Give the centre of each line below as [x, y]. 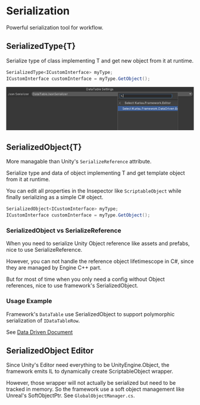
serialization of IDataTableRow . [43, 320]
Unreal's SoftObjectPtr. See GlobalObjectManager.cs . [71, 395]
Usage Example [29, 301]
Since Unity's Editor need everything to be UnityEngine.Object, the [88, 365]
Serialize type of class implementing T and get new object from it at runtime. [100, 60]
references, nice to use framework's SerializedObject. [72, 286]
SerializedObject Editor [50, 350]
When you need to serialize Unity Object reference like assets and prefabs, [98, 243]
